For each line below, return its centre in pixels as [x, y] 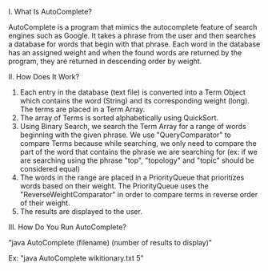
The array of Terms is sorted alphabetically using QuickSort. [119, 118]
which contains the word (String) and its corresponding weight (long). [135, 101]
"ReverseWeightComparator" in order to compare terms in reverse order [139, 194]
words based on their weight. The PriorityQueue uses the [114, 186]
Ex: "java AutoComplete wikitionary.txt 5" [76, 258]
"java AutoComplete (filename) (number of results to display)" [110, 243]
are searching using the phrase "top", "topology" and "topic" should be [137, 160]
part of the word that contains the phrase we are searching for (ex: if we [138, 152]
